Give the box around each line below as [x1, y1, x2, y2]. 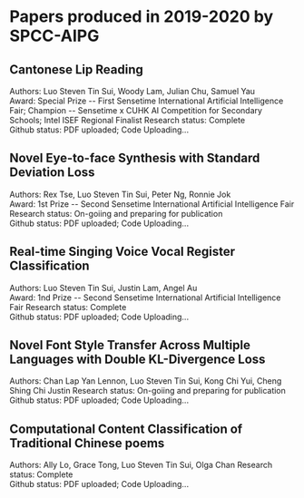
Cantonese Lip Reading [9, 62, 143, 77]
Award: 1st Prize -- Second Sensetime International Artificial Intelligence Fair [9, 198, 295, 210]
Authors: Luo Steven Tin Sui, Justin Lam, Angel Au [9, 282, 198, 293]
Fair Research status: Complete [9, 301, 127, 312]
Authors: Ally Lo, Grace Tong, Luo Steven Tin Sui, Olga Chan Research [9, 460, 273, 471]
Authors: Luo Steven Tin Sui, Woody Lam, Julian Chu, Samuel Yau [9, 86, 256, 96]
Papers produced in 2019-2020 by [9, 6, 274, 27]
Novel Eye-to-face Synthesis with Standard [9, 151, 260, 166]
